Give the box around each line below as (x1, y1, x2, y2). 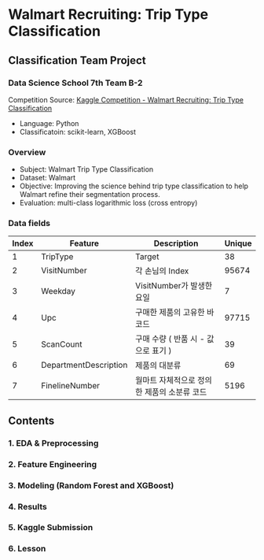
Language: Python (19, 118, 79, 128)
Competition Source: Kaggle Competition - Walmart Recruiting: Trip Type (8, 95, 244, 104)
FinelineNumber (41, 380, 101, 391)
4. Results (8, 501, 47, 512)
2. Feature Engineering (8, 458, 97, 469)
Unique (224, 238, 252, 249)
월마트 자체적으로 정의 (134, 375, 212, 386)
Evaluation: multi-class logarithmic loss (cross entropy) (19, 198, 198, 208)
